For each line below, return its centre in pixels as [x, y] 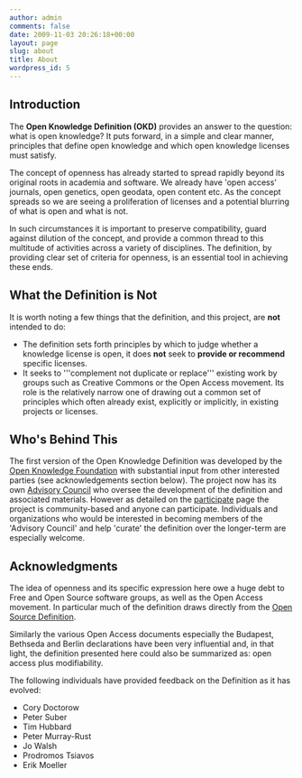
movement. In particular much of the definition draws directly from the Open [151, 607]
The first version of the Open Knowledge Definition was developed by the [146, 461]
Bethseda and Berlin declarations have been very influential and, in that [142, 644]
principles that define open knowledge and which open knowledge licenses [150, 145]
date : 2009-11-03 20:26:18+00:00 [72, 34]
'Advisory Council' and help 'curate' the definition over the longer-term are [148, 528]
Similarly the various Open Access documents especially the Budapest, [142, 634]
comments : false [40, 26]
